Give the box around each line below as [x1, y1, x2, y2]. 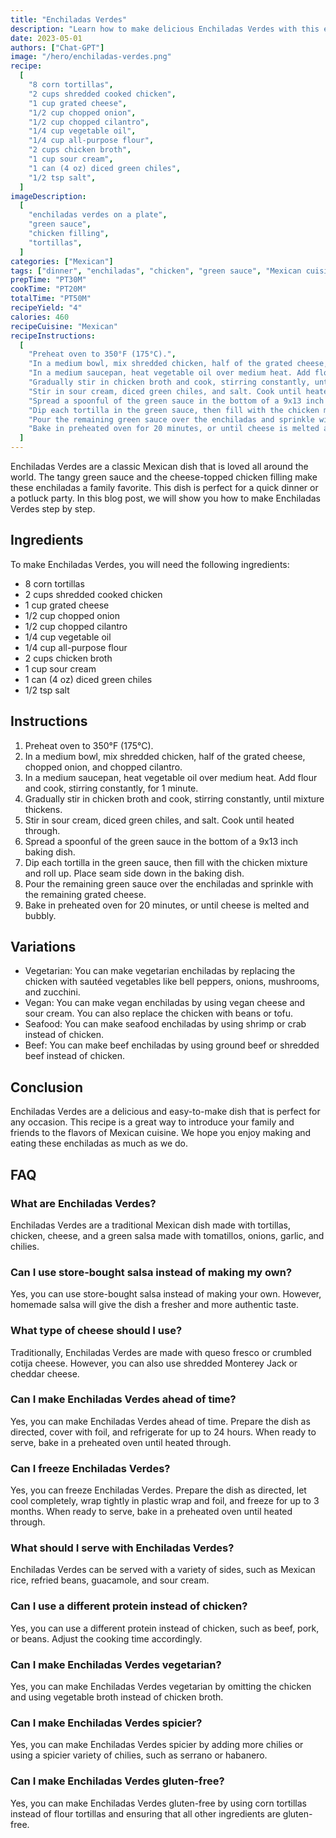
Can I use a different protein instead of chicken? [10, 1599, 248, 1613]
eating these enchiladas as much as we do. [10, 1137, 188, 1150]
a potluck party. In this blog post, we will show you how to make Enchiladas [10, 492, 321, 504]
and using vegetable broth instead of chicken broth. [10, 1691, 224, 1703]
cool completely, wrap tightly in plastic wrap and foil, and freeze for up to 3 [10, 1495, 320, 1507]
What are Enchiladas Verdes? [10, 1196, 157, 1210]
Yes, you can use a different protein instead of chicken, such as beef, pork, [10, 1622, 320, 1634]
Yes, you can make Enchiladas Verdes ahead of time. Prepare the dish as [10, 1415, 311, 1427]
